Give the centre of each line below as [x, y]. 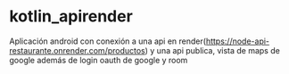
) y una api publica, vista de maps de [213, 50]
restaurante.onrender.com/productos [77, 50]
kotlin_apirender [71, 16]
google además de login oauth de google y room [99, 60]
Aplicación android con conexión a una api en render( [108, 41]
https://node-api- [238, 41]
